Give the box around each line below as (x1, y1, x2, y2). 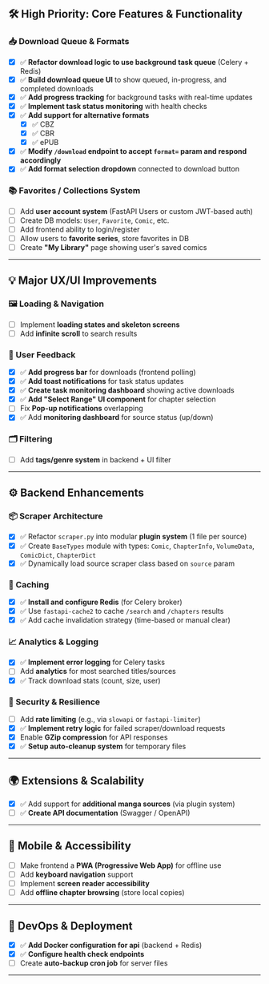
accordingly (19, 155, 62, 165)
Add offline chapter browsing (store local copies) (19, 888, 186, 897)
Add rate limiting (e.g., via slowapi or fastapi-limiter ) (19, 714, 202, 724)
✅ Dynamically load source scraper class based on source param (19, 559, 235, 568)
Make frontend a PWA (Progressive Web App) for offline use (19, 861, 222, 870)
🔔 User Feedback (8, 349, 76, 360)
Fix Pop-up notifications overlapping (19, 404, 144, 413)
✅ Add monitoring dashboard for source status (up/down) (19, 413, 214, 422)
